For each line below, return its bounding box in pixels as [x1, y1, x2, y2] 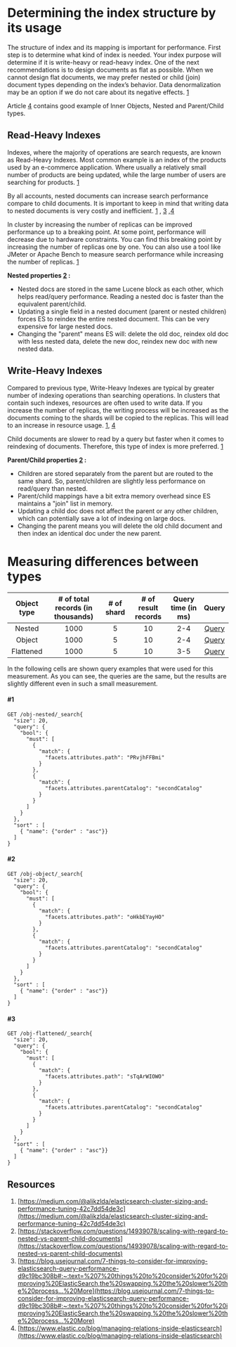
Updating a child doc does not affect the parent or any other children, [17, 506, 219, 515]
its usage [7, 20, 62, 36]
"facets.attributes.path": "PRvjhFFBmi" [44, 754, 165, 761]
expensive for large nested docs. [17, 322, 113, 330]
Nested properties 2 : [7, 271, 71, 279]
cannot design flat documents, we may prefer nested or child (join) [7, 72, 201, 82]
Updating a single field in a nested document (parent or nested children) [17, 307, 227, 316]
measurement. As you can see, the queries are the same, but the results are [7, 671, 227, 680]
